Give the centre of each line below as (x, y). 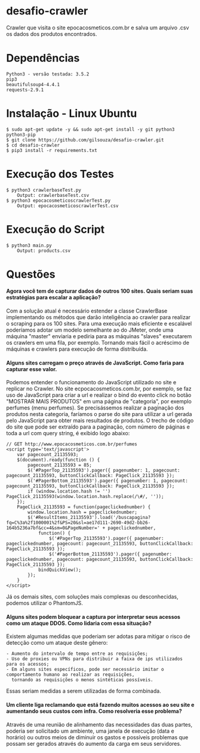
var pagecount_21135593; (48, 455)
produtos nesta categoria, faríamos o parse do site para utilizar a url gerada (99, 414)
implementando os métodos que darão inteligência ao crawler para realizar (99, 317)
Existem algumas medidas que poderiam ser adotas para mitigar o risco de (98, 636)
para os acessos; (28, 664)
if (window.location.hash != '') (69, 491)
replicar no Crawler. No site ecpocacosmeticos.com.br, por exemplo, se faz (99, 389)
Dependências (43, 58)
